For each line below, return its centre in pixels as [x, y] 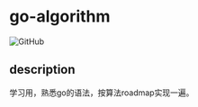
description [42, 70]
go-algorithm [60, 17]
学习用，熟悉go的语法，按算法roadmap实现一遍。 [102, 93]
